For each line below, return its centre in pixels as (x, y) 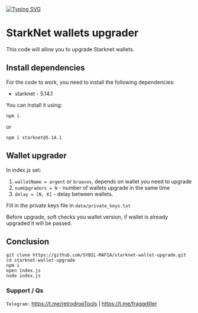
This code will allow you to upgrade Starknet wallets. (70, 49)
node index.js (24, 276)
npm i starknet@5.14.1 (34, 138)
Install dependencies (46, 68)
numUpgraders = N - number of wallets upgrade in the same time (92, 188)
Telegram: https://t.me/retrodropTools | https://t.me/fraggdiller (82, 304)
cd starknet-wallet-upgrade (41, 260)
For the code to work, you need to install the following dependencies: (90, 82)
